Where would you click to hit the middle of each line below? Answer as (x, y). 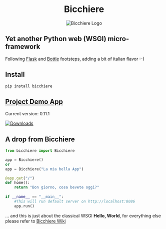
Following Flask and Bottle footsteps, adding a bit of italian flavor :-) (75, 59)
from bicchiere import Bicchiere (40, 151)
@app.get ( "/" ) (20, 178)
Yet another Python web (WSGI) (56, 39)
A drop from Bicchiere (40, 139)
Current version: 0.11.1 (27, 114)
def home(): (17, 183)
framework (23, 47)
